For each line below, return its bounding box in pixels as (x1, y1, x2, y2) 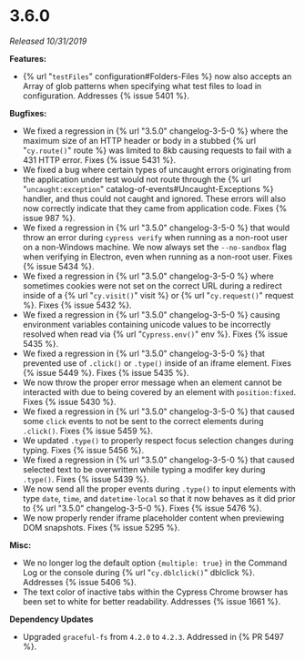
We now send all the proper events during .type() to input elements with (22, 483, 296, 494)
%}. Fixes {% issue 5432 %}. (22, 300, 132, 310)
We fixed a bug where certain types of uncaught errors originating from (22, 164, 291, 175)
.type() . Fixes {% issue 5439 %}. (22, 473, 149, 484)
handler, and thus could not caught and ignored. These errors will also (22, 193, 287, 204)
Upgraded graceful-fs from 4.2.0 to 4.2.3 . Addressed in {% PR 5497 (22, 631, 284, 642)
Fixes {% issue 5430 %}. (22, 396, 117, 407)
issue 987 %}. (22, 212, 76, 223)
